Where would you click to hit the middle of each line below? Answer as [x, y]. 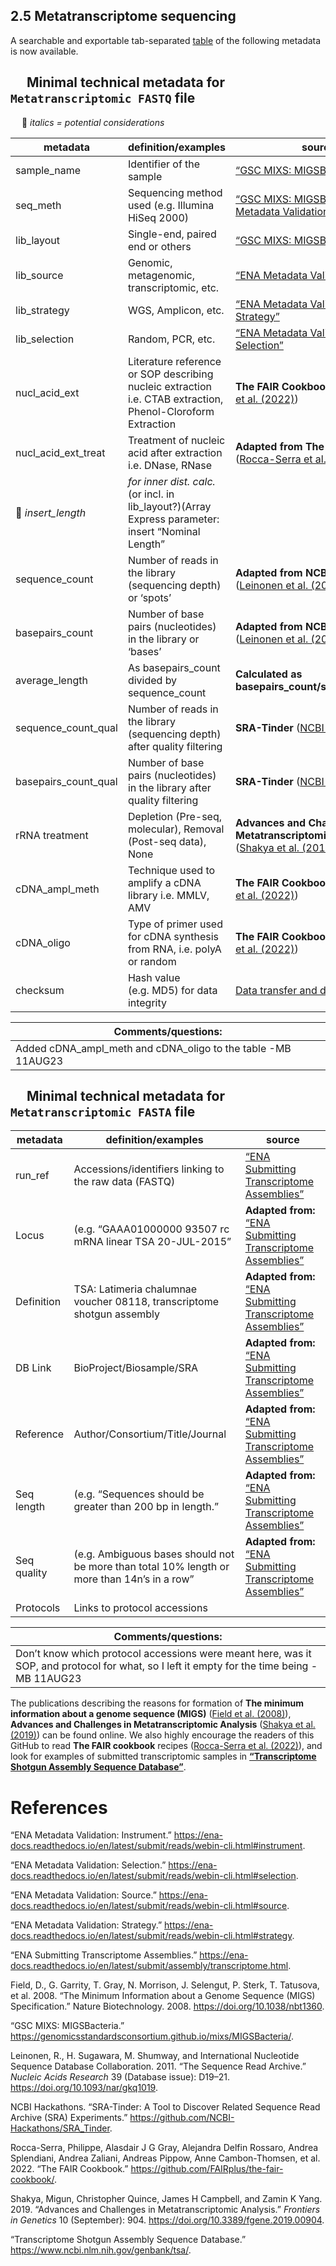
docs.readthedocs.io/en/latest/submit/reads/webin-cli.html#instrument [156, 1846]
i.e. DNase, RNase [170, 465]
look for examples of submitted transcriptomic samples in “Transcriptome [163, 1756]
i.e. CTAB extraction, [175, 399]
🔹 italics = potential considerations [93, 122]
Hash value [154, 977]
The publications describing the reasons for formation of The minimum [157, 1703]
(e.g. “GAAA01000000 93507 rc [151, 1229]
